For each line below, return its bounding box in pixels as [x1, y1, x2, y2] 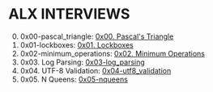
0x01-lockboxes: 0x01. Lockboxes [19, 40, 134, 49]
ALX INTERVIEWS [8, 5, 130, 23]
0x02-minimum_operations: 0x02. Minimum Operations [19, 48, 205, 58]
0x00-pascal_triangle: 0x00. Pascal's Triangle [19, 31, 174, 41]
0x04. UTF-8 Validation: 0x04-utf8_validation [19, 65, 172, 75]
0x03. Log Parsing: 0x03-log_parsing [19, 57, 146, 67]
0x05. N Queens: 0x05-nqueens [19, 74, 128, 84]
